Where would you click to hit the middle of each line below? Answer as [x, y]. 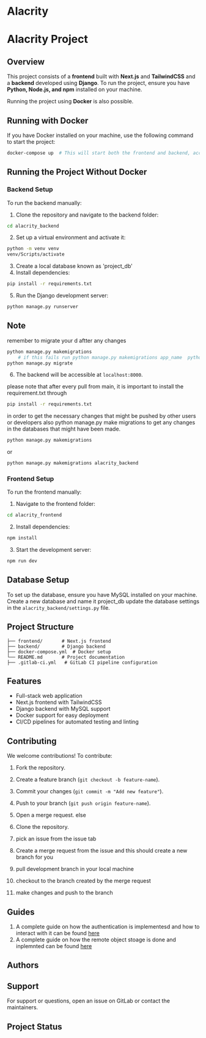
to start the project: [31, 142]
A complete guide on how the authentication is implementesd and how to [108, 926]
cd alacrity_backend [33, 226]
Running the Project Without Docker [77, 172]
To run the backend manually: [44, 202]
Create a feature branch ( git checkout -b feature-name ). [88, 780]
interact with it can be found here [58, 933]
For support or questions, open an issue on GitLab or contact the [89, 1001]
